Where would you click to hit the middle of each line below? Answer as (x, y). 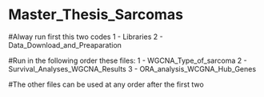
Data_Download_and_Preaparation (65, 45)
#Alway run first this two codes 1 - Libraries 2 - (86, 37)
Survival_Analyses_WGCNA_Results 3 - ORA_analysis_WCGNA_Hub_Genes (132, 68)
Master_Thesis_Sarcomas (96, 15)
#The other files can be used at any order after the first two (106, 84)
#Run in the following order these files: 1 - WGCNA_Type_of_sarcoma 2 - (128, 60)
